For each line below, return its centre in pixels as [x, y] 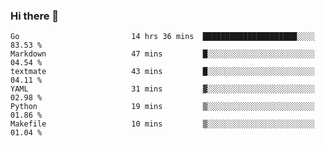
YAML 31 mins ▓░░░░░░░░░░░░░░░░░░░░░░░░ [162, 89]
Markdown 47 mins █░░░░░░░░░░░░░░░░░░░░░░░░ [162, 54]
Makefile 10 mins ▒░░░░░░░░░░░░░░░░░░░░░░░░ [162, 124]
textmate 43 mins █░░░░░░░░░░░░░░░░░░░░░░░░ [162, 72]
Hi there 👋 [35, 16]
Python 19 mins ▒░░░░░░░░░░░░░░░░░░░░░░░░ [162, 107]
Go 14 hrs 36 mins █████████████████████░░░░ [162, 37]
